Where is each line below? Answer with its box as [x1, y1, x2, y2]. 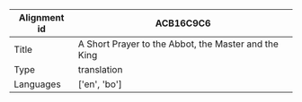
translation [77, 64, 123, 75]
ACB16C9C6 [155, 17, 211, 30]
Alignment [18, 12, 65, 23]
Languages [13, 78, 61, 90]
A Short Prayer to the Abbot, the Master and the [77, 38, 279, 50]
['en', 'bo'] [77, 78, 123, 90]
